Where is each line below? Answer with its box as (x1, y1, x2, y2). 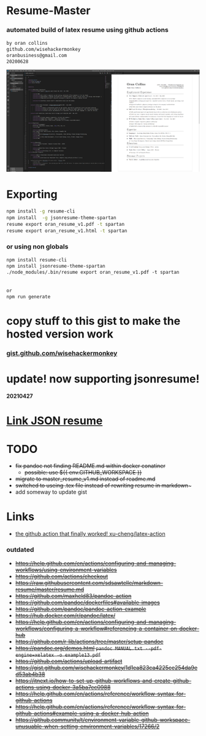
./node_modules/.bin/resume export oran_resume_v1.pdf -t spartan (6, 269, 180, 276)
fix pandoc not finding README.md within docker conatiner (15, 462, 166, 470)
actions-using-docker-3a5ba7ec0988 (15, 683, 111, 691)
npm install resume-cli (6, 257, 67, 263)
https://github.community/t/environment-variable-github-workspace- (15, 716, 191, 723)
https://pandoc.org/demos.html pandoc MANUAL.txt (15, 644, 143, 651)
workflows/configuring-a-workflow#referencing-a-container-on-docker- (15, 624, 199, 632)
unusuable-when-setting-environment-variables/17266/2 (15, 722, 160, 730)
